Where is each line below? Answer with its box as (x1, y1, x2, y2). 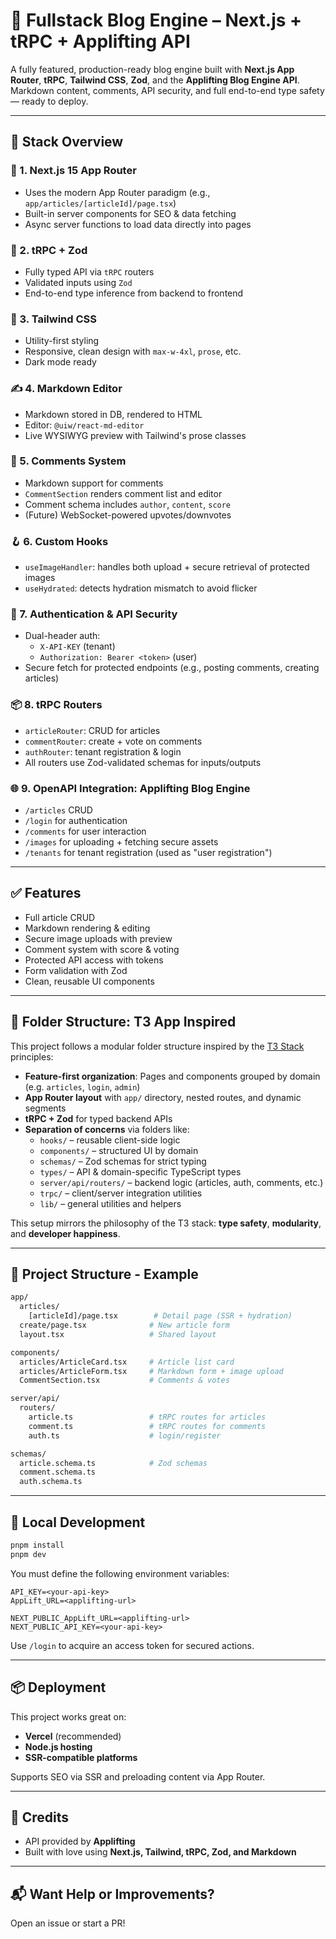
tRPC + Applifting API (10, 30, 191, 53)
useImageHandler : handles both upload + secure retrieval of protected (24, 561, 310, 573)
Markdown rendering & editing (24, 922, 151, 934)
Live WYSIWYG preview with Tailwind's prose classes (24, 429, 247, 441)
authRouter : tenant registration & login (24, 745, 182, 758)
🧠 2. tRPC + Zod (10, 243, 88, 257)
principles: (10, 1050, 54, 1063)
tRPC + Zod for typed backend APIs (24, 1112, 173, 1124)
